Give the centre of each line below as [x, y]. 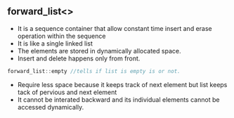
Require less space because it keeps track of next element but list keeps [122, 84]
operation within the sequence [61, 36]
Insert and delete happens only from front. [79, 58]
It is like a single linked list [55, 43]
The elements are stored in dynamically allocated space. [99, 51]
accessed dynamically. [51, 107]
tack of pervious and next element [67, 92]
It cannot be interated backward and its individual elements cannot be [118, 99]
